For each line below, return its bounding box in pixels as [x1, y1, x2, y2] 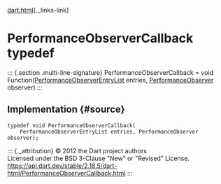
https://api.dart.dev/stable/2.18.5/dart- [7, 161, 117, 170]
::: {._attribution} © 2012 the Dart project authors [7, 146, 147, 155]
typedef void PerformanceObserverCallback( [7, 122, 136, 129]
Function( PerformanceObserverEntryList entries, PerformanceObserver [7, 76, 214, 84]
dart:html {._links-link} [7, 6, 70, 14]
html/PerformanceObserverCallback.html [7, 169, 126, 177]
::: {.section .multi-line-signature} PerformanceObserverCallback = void [7, 68, 213, 76]
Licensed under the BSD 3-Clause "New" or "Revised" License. [7, 154, 190, 162]
